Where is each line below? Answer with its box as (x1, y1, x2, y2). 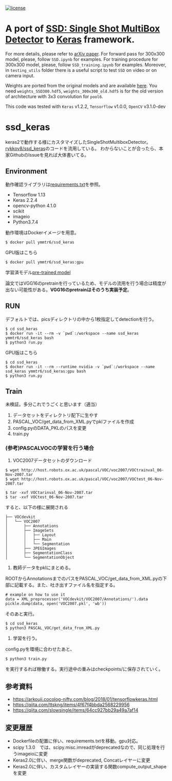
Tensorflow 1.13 (12, 192, 46, 198)
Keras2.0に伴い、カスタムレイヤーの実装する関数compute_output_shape (12, 764, 167, 770)
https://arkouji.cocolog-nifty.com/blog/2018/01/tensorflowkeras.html (12, 696, 158, 702)
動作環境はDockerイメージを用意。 (5, 229, 80, 236)
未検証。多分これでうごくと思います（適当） (5, 401, 100, 408)
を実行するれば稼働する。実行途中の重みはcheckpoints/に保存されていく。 (5, 665, 163, 672)
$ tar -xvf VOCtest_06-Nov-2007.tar (5, 494, 84, 500)
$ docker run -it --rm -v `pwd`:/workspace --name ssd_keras (5, 331, 139, 336)
